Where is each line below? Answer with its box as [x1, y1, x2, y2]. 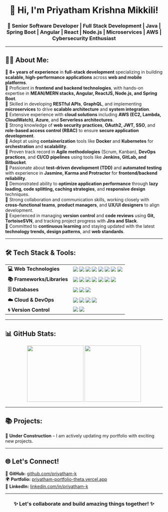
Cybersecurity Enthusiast [52, 35, 116, 42]
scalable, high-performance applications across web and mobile [5, 75, 142, 81]
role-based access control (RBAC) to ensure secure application [5, 128, 139, 134]
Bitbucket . [5, 160, 27, 166]
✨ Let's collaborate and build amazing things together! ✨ [13, 500, 154, 507]
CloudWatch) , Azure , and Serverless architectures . [5, 117, 114, 123]
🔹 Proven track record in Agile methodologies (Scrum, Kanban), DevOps [5, 149, 156, 155]
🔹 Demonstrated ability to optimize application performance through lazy [5, 181, 158, 187]
